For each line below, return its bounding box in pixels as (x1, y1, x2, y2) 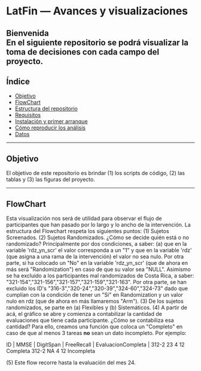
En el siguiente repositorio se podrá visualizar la (6, 37, 189, 47)
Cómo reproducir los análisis (14, 124, 86, 131)
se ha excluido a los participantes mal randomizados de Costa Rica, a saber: (6, 272, 194, 279)
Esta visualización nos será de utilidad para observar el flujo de (6, 215, 162, 222)
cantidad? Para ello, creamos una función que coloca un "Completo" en (6, 323, 183, 330)
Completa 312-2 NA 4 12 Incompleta (6, 348, 96, 355)
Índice (6, 76, 30, 86)
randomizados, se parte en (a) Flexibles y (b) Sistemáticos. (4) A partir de (6, 304, 187, 311)
